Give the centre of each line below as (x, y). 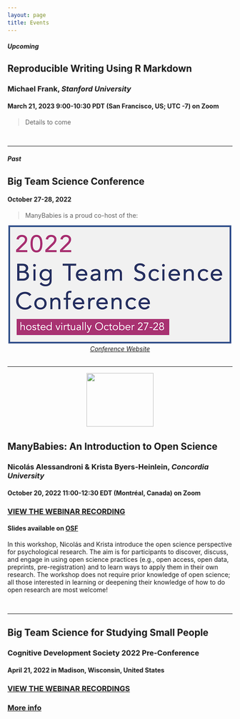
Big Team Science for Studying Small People (108, 633)
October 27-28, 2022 (40, 199)
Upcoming (23, 46)
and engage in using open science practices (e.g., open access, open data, (118, 559)
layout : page (27, 15)
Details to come (48, 122)
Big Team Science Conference (76, 181)
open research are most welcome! (58, 590)
